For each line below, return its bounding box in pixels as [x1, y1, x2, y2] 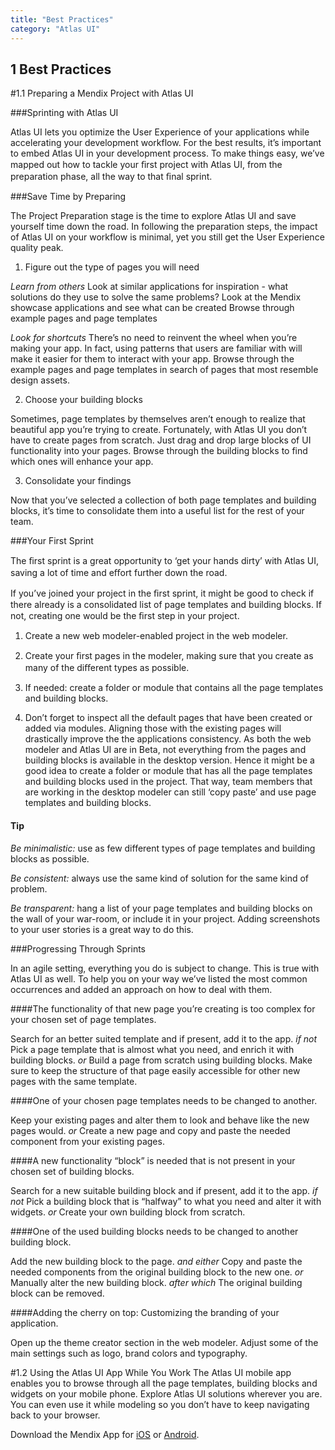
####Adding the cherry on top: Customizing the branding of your [10, 1306, 280, 1318]
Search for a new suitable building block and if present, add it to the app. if [10, 1184, 318, 1196]
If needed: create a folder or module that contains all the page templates [24, 682, 324, 694]
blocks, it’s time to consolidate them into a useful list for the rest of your [10, 505, 305, 517]
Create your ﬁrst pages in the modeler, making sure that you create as [24, 650, 314, 662]
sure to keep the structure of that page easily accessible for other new [10, 1064, 301, 1076]
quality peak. [10, 242, 64, 254]
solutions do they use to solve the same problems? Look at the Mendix [10, 291, 302, 303]
